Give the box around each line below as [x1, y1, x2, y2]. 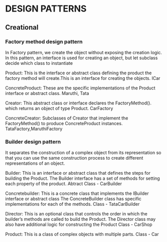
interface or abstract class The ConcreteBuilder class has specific [5, 196, 142, 202]
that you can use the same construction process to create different [5, 155, 143, 161]
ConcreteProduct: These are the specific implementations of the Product [5, 85, 155, 91]
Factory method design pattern [5, 38, 83, 45]
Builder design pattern [5, 138, 61, 145]
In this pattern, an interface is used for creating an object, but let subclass [5, 55, 158, 61]
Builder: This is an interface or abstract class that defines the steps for [5, 170, 150, 176]
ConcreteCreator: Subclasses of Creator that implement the [5, 115, 128, 121]
